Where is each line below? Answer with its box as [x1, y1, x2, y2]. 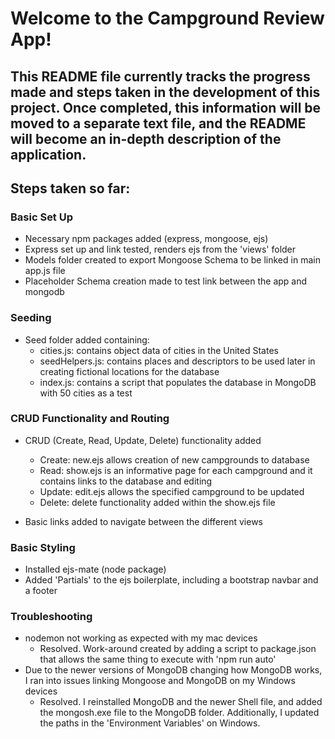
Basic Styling [10, 540, 76, 554]
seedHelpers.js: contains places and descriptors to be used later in [39, 355, 316, 367]
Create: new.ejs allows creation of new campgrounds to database [39, 453, 310, 466]
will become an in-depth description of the [10, 130, 282, 147]
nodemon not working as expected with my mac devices [24, 632, 258, 644]
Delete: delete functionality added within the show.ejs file [39, 496, 276, 508]
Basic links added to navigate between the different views [24, 515, 263, 527]
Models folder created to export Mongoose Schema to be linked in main [24, 254, 321, 266]
